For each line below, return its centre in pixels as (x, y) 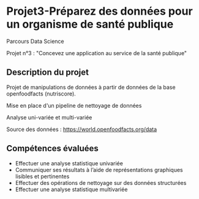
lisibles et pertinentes (42, 176)
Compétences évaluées (53, 148)
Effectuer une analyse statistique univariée (69, 163)
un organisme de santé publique (90, 24)
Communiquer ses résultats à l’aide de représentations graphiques (99, 170)
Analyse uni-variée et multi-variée (49, 117)
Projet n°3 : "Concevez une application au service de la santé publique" (97, 53)
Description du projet (48, 73)
